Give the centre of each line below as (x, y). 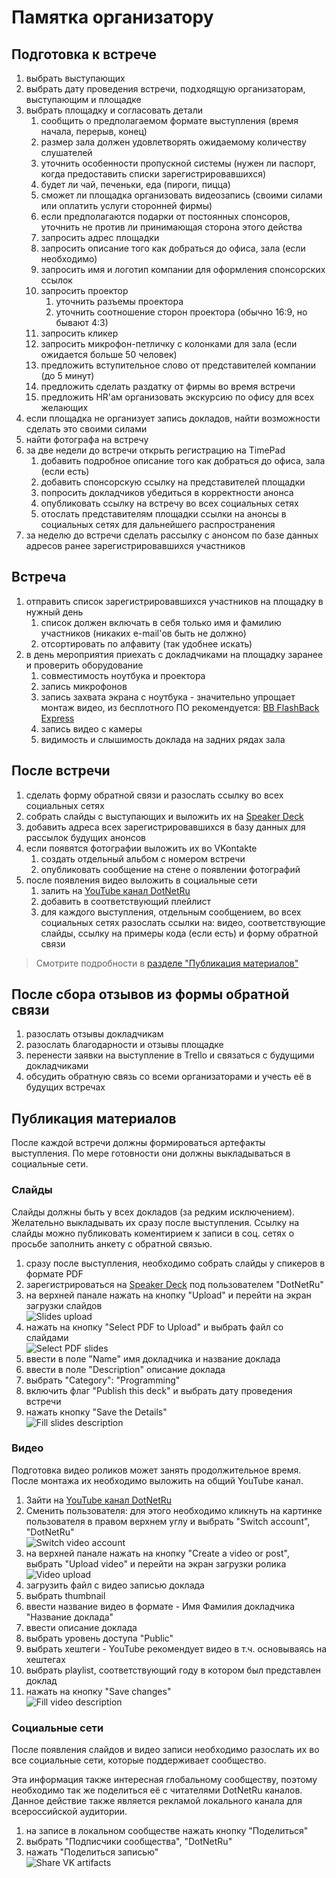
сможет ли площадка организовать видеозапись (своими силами (181, 195)
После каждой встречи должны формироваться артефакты (138, 1143)
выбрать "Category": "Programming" (103, 1380)
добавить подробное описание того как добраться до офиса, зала (183, 460)
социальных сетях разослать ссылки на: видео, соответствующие (183, 922)
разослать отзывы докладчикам (94, 1034)
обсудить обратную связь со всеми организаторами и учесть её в (168, 1077)
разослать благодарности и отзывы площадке (124, 1045)
